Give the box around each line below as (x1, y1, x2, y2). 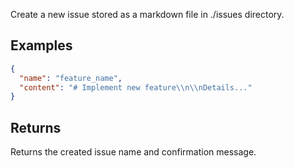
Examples (10, 37, 73, 54)
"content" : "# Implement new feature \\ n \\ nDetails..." (19, 82, 253, 93)
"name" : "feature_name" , (19, 73, 123, 83)
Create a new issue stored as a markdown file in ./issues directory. (10, 9, 285, 20)
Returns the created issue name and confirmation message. (10, 146, 257, 158)
